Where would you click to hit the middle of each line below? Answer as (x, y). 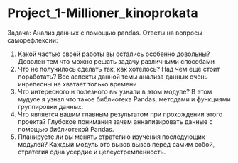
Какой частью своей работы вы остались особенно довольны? (114, 54)
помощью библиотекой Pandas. (66, 129)
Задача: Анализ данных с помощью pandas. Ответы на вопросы (105, 33)
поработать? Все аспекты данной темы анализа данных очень (113, 77)
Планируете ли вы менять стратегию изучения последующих (111, 137)
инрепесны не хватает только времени (77, 84)
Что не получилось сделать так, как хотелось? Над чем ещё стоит (119, 69)
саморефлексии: (33, 40)
